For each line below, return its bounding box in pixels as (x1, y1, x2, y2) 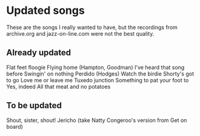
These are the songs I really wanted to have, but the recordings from (6, 24, 178, 31)
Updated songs (6, 4, 85, 18)
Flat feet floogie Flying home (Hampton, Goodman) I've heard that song (6, 63, 185, 71)
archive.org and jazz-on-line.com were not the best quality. (6, 30, 155, 37)
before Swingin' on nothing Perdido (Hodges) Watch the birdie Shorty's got (6, 70, 195, 77)
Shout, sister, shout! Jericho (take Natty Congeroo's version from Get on (6, 116, 187, 124)
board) (6, 123, 23, 130)
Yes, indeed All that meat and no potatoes (6, 83, 111, 90)
